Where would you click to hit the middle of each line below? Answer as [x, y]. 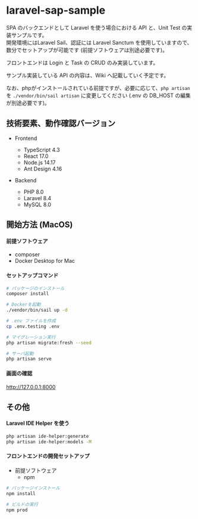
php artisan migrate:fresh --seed [49, 343]
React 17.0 [36, 156]
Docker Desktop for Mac [45, 261]
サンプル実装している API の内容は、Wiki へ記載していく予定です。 [88, 75]
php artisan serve [29, 359]
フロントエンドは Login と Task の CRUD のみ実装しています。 [82, 63]
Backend [26, 180]
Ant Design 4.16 [43, 169]
